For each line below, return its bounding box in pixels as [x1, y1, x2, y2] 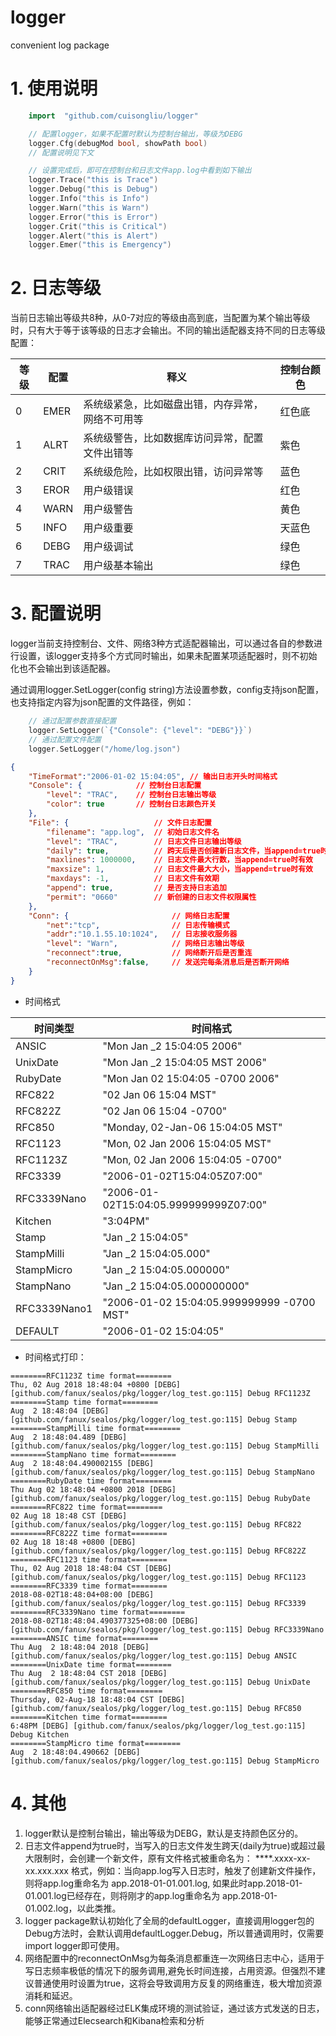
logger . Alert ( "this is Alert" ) [28, 231, 159, 241]
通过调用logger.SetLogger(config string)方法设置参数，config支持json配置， [10, 684, 324, 696]
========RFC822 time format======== [10, 1502, 163, 1512]
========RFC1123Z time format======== [10, 1371, 172, 1381]
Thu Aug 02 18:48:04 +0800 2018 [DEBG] [10, 1484, 177, 1495]
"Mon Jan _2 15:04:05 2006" [102, 1039, 243, 1053]
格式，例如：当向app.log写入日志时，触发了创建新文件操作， [70, 1864, 322, 1876]
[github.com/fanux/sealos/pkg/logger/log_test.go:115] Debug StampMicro [10, 1756, 320, 1766]
